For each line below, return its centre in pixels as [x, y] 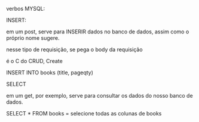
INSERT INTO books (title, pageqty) [50, 73]
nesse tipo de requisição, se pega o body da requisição [74, 49]
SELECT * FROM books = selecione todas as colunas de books [84, 113]
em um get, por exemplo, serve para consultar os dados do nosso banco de [99, 96]
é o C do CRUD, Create [34, 61]
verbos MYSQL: [26, 9]
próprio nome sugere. [33, 38]
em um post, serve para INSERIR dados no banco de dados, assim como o [98, 32]
